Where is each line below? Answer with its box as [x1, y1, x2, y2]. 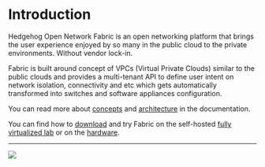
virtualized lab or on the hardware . [8, 128, 120, 137]
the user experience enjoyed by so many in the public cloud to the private [8, 39, 248, 49]
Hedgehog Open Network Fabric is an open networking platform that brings [8, 32, 255, 41]
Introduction [8, 6, 91, 24]
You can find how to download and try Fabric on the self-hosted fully [8, 119, 232, 128]
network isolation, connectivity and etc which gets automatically [8, 80, 217, 90]
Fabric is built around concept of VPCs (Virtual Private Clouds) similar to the [8, 63, 255, 72]
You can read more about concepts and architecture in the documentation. [8, 104, 251, 113]
